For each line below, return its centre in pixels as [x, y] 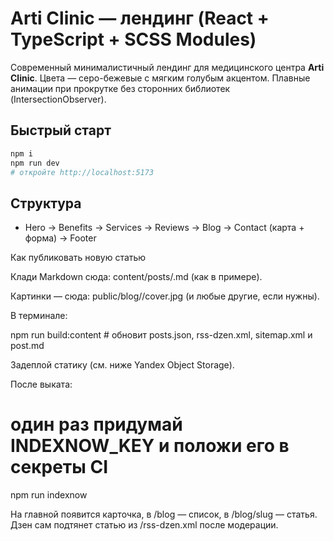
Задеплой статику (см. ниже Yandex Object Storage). [122, 365]
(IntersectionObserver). [58, 99]
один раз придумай [96, 424]
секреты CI [59, 467]
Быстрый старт [61, 130]
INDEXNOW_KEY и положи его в [150, 446]
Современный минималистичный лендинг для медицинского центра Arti [167, 67]
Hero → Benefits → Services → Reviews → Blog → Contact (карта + [164, 228]
